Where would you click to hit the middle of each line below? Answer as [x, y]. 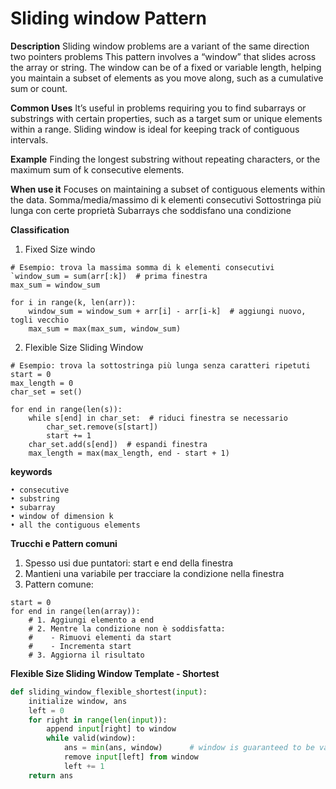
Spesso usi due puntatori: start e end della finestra [129, 563]
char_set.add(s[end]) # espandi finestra [118, 444]
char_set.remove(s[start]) [102, 427]
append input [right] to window [111, 729]
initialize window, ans [78, 701]
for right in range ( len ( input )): [98, 720]
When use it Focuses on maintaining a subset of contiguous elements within [168, 189]
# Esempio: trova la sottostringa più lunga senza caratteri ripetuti [160, 365]
